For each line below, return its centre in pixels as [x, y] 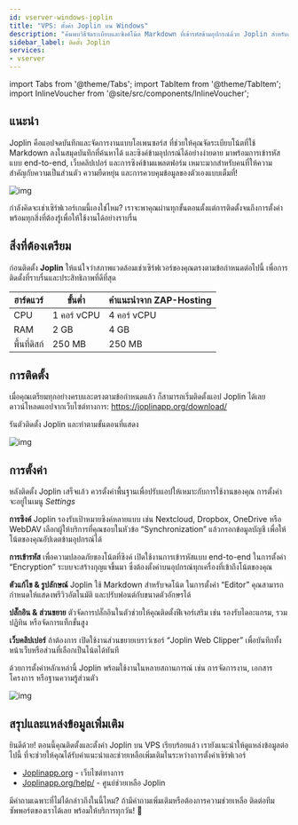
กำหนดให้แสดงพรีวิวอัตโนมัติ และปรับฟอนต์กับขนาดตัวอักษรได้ [100, 595]
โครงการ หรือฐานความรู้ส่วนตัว [54, 678]
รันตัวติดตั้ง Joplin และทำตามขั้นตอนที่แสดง [74, 424]
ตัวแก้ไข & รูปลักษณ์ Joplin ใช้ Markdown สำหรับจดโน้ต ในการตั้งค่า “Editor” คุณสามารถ [146, 585]
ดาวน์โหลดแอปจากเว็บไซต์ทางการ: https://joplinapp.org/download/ [118, 407]
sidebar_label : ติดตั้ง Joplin [60, 42]
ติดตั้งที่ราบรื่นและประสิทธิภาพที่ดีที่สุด [63, 277]
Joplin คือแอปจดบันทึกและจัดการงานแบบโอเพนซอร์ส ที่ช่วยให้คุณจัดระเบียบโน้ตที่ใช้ [132, 142]
